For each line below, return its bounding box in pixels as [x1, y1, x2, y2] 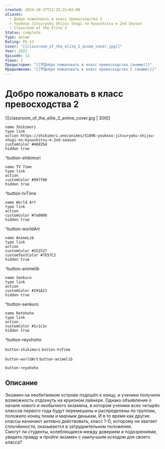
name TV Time [5, 164, 32, 169]
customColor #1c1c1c [5, 324, 48, 328]
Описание [5, 379, 38, 387]
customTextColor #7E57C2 [5, 252, 56, 257]
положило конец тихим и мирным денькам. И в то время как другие [5, 413, 150, 419]
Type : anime [5, 35, 30, 40]
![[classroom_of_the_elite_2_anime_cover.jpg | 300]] [5, 115, 111, 121]
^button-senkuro [5, 301, 39, 307]
